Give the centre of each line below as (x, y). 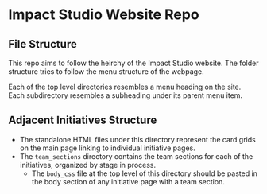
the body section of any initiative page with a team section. (128, 181)
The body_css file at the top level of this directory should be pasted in (145, 173)
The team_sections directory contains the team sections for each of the (136, 156)
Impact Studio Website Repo (104, 15)
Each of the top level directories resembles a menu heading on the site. (125, 87)
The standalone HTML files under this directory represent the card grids (137, 139)
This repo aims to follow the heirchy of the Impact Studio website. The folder (133, 63)
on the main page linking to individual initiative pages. (108, 148)
